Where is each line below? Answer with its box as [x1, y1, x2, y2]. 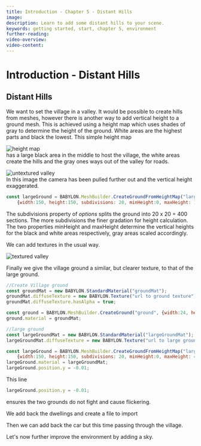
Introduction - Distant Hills [6, 68, 141, 82]
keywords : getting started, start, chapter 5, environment [6, 25, 157, 32]
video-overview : [6, 37, 47, 43]
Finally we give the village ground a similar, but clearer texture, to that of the [6, 264, 194, 271]
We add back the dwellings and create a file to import [6, 409, 138, 417]
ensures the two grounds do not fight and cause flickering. [6, 398, 151, 405]
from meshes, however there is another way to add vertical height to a [6, 114, 179, 121]
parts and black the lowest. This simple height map [6, 133, 132, 140]
